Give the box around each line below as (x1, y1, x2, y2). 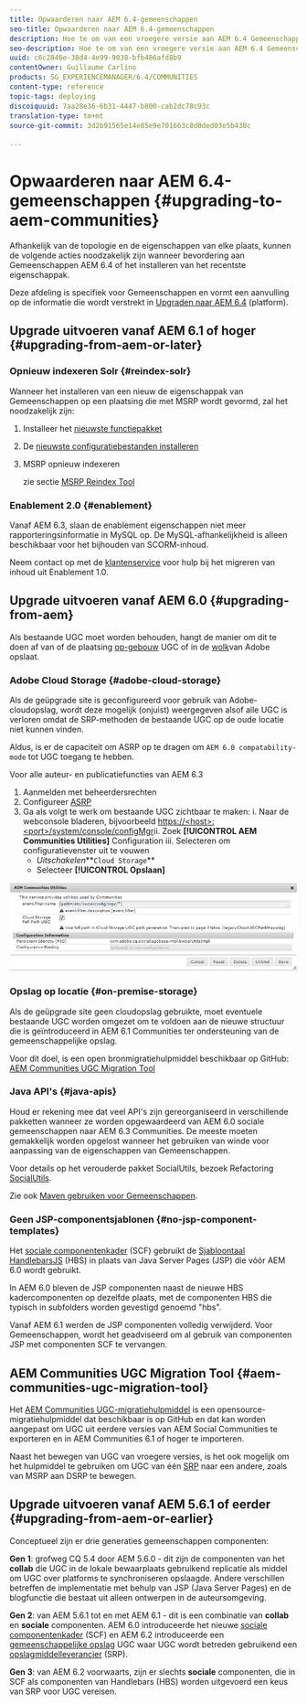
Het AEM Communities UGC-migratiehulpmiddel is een (9, 1404, 216, 1415)
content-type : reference (9, 82, 104, 91)
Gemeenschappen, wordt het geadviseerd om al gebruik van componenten (9, 1329, 292, 1340)
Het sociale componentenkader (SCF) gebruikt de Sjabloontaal (9, 1245, 246, 1257)
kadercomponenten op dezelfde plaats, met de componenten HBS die (9, 1292, 272, 1303)
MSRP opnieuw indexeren (22, 458, 121, 469)
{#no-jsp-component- (155, 1213, 258, 1226)
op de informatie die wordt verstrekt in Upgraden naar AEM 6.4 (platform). (9, 297, 290, 308)
